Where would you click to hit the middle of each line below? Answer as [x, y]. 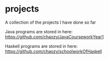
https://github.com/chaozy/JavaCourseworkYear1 [54, 37]
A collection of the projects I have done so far [50, 22]
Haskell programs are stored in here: [41, 46]
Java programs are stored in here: [39, 31]
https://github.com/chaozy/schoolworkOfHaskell [54, 51]
